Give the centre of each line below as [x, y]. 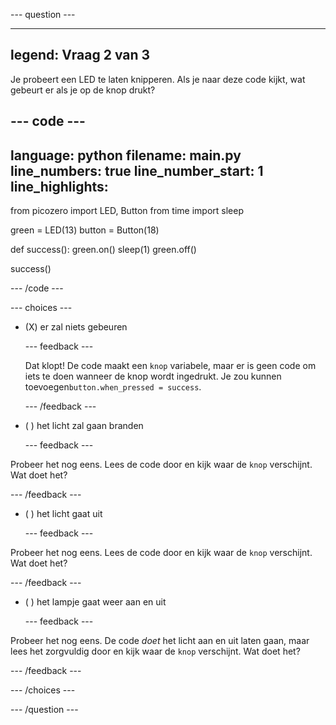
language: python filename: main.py [126, 155]
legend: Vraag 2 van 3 [80, 55]
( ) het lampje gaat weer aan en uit [95, 602]
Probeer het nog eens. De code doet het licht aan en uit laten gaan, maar [160, 641]
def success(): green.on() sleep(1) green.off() [103, 250]
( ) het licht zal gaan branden [84, 426]
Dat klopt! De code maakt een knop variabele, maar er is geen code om [170, 366]
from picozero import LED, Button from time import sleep [127, 211]
